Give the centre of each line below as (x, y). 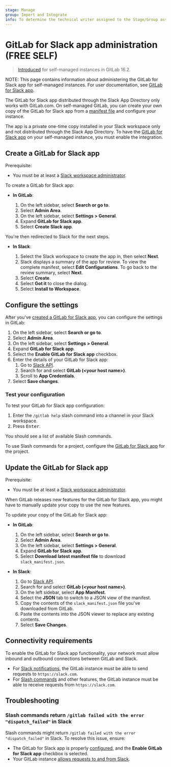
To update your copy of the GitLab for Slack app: (56, 515)
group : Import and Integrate (36, 15)
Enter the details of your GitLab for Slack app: (60, 360)
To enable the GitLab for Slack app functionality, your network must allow (82, 653)
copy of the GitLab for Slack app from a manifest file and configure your (81, 111)
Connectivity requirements (49, 641)
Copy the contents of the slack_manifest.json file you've (80, 603)
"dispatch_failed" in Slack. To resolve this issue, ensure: (65, 738)
